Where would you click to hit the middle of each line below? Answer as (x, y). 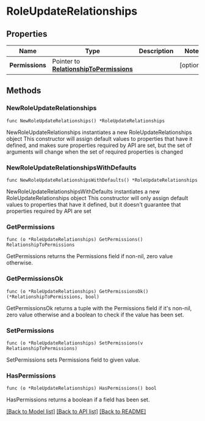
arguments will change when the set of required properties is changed (95, 152)
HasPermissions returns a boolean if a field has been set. (78, 400)
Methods (24, 91)
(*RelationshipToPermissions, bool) (53, 297)
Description (156, 51)
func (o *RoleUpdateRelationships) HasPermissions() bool (81, 389)
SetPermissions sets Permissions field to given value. (73, 360)
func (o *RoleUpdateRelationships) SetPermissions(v (75, 343)
